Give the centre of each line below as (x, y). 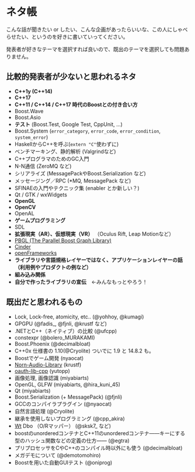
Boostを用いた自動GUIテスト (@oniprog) (63, 462)
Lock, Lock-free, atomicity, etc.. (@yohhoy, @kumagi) (79, 317)
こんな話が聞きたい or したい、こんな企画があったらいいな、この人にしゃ (94, 29)
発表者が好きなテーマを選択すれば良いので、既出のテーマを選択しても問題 (95, 49)
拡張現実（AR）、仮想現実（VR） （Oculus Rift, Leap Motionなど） (94, 234)
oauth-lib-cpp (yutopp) (42, 371)
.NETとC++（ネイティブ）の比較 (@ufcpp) (66, 331)
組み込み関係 (30, 274)
